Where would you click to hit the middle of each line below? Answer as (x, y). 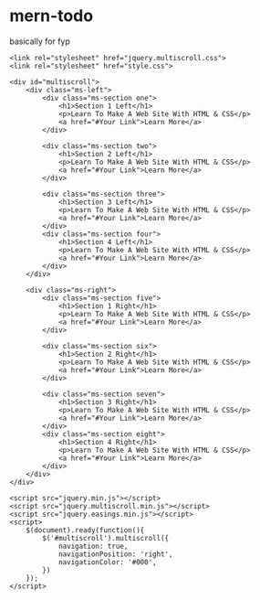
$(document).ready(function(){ (85, 530)
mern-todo (52, 16)
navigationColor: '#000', (107, 562)
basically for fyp (40, 41)
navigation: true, (93, 546)
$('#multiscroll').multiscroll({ (106, 538)
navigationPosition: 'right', (115, 554)
